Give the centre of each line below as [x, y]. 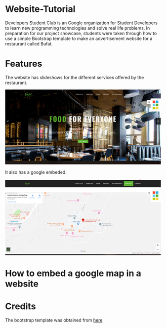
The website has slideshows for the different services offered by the [75, 77]
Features [24, 64]
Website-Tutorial [40, 9]
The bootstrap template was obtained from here [54, 320]
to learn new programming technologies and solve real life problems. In [78, 28]
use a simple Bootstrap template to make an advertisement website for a [79, 39]
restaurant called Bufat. [29, 43]
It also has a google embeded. [36, 172]
